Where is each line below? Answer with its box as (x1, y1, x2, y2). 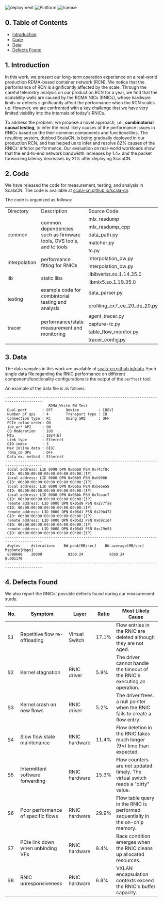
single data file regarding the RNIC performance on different (5, 371, 125, 377)
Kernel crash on (20, 701, 57, 708)
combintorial (41, 293, 69, 299)
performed (116, 807, 141, 814)
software (20, 771, 41, 778)
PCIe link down (20, 839, 55, 846)
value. (116, 787, 130, 793)
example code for (41, 287, 81, 294)
